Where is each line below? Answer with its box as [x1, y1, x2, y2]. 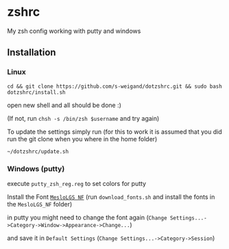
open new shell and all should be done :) [7, 101, 122, 109]
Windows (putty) [7, 164, 65, 174]
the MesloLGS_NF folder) [7, 200, 73, 208]
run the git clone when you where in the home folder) [7, 134, 158, 143]
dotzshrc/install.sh [7, 88, 67, 96]
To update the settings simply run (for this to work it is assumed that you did [7, 128, 222, 136]
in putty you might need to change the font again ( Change [7, 213, 167, 222]
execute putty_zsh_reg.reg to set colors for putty [7, 179, 146, 187]
